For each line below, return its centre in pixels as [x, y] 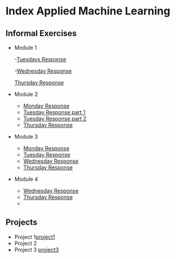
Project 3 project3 [37, 249]
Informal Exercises [41, 33]
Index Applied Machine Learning [88, 11]
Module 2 [26, 94]
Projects [22, 223]
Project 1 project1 [34, 237]
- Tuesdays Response [40, 59]
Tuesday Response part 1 [54, 112]
